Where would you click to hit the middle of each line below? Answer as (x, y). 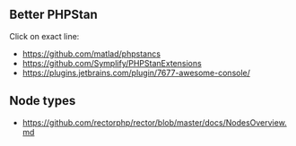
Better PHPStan (54, 15)
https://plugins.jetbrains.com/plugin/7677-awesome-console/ (136, 73)
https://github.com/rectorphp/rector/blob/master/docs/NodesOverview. (154, 122)
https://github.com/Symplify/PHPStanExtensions (112, 63)
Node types (43, 101)
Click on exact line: (44, 36)
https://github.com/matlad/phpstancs (91, 54)
